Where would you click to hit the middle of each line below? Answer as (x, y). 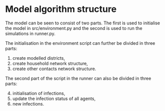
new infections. (28, 104)
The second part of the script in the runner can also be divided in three (78, 78)
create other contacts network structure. (54, 69)
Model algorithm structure (61, 9)
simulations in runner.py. (30, 33)
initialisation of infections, (39, 93)
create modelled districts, (38, 58)
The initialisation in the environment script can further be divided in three (80, 43)
